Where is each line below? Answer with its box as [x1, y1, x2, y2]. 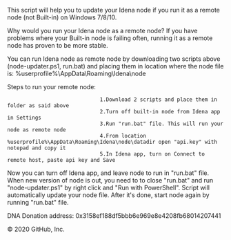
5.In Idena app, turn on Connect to [99, 151, 205, 158]
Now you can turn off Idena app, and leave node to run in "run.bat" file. [7, 169, 210, 177]
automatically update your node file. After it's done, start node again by [7, 191, 210, 199]
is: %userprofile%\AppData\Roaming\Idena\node [7, 69, 146, 77]
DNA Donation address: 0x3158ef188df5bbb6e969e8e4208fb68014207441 [7, 212, 221, 220]
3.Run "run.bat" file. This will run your [99, 120, 224, 127]
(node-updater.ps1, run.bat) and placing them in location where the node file [7, 62, 224, 70]
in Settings [7, 114, 41, 121]
